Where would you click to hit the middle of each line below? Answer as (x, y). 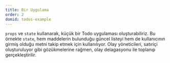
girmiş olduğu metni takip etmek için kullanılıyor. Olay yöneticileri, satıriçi (81, 44)
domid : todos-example (28, 19)
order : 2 (15, 15)
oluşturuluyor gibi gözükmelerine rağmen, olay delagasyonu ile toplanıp (80, 50)
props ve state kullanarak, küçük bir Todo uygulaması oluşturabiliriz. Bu (80, 34)
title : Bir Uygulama (27, 10)
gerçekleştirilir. (21, 55)
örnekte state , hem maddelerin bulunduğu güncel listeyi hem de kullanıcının (85, 39)
